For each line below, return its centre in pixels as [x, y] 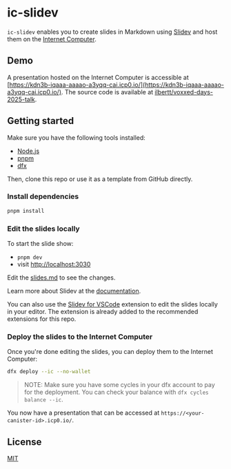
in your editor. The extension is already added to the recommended [103, 312]
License [24, 442]
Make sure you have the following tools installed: [77, 137]
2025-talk [21, 99]
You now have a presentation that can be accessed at [83, 413]
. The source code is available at [107, 92]
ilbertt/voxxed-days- [184, 92]
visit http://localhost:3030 [54, 264]
